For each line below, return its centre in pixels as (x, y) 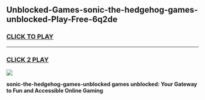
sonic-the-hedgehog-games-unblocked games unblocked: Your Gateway (102, 84)
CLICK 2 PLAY (27, 59)
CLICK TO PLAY (30, 37)
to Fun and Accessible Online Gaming (55, 90)
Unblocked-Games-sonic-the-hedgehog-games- (102, 10)
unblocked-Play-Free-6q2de (62, 20)
